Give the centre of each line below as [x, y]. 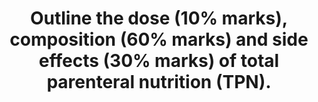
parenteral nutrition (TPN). [159, 82]
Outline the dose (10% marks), [159, 18]
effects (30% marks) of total [159, 61]
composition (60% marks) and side [159, 39]
